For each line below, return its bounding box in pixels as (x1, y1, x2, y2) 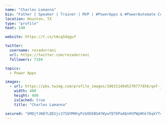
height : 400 (14, 93, 39, 98)
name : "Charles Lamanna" (5, 7, 56, 12)
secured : (5, 111, 23, 116)
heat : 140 (5, 26, 26, 31)
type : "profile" (5, 21, 39, 26)
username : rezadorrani (9, 48, 56, 53)
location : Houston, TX (5, 16, 52, 21)
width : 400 (14, 89, 37, 93)
